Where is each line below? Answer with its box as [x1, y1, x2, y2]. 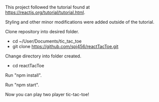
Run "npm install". [5, 72, 42, 78]
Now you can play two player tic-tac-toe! [5, 92, 90, 97]
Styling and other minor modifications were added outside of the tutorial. [5, 19, 155, 25]
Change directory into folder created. [5, 53, 81, 59]
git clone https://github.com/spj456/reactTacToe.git [12, 44, 119, 49]
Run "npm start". [5, 82, 39, 88]
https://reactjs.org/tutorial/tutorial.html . [5, 9, 86, 15]
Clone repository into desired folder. [5, 29, 79, 34]
